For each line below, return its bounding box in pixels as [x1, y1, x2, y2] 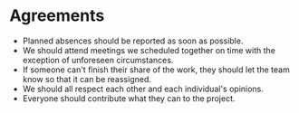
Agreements [9, 5, 105, 26]
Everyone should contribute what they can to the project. [22, 92, 236, 104]
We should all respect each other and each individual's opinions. [22, 83, 265, 94]
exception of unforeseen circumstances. [22, 54, 174, 65]
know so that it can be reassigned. [22, 73, 152, 84]
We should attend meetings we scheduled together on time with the [22, 44, 276, 55]
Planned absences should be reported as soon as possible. [22, 35, 244, 46]
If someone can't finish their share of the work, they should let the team [22, 64, 290, 75]
